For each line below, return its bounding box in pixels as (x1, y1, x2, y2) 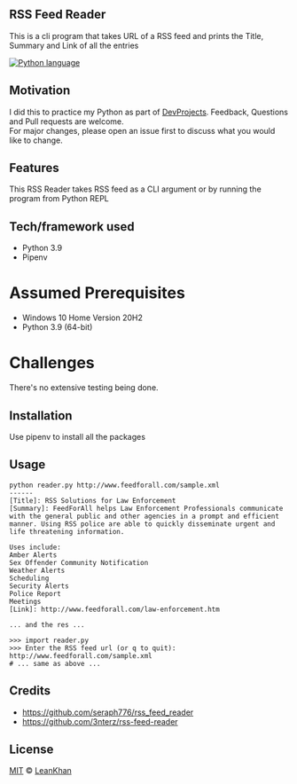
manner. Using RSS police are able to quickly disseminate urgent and (9, 519, 276, 529)
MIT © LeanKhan (9, 765, 73, 776)
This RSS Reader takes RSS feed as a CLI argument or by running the (9, 184, 262, 194)
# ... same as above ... (9, 659, 101, 668)
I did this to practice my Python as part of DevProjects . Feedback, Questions (9, 106, 288, 117)
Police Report (9, 589, 62, 598)
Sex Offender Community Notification (9, 558, 149, 567)
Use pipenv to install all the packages (9, 431, 146, 442)
